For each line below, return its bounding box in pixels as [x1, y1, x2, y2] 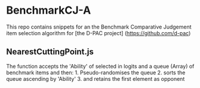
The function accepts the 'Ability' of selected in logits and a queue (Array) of [6, 62, 195, 70]
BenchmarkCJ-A [6, 4, 91, 17]
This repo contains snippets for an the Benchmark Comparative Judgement [6, 23, 192, 30]
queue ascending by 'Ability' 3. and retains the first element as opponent [6, 75, 185, 82]
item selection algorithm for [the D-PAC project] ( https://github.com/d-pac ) [6, 29, 191, 36]
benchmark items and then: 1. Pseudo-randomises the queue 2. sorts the [6, 69, 186, 76]
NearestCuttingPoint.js [6, 47, 94, 57]
